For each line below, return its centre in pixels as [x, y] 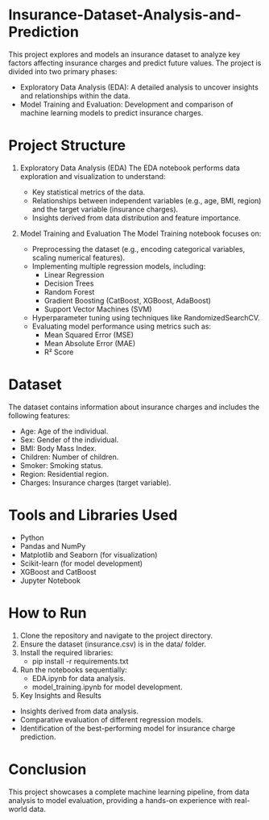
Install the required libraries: [66, 652]
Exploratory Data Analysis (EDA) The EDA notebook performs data [130, 168]
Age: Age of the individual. [64, 431]
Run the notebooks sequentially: [73, 669]
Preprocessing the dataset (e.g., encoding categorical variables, [139, 249]
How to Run [48, 613]
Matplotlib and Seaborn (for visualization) [89, 554]
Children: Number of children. [69, 457]
